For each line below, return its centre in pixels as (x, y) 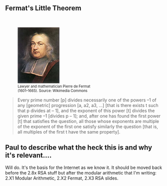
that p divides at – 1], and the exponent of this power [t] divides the (86, 110)
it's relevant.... (28, 155)
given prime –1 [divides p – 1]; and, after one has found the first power (89, 116)
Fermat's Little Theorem (43, 8)
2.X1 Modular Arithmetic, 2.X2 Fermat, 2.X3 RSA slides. (62, 178)
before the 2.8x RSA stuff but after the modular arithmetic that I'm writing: (81, 172)
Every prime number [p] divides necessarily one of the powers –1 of (87, 100)
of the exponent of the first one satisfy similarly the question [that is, (88, 126)
